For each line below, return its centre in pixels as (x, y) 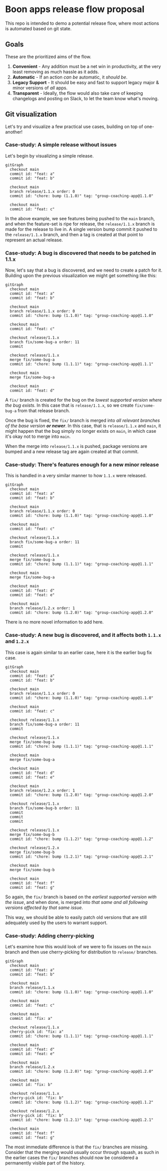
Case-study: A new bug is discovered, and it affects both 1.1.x (83, 635)
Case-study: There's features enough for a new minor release (82, 465)
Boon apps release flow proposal (75, 9)
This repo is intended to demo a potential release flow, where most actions (82, 23)
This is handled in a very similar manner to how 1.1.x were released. (76, 476)
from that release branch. (44, 411)
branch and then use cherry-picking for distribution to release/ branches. (81, 952)
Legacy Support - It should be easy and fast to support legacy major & (86, 82)
